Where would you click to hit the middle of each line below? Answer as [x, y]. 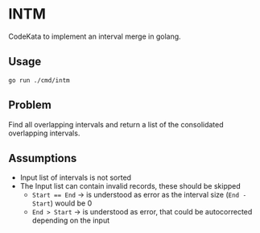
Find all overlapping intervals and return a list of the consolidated [116, 124]
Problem [30, 105]
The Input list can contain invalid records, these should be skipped [130, 186]
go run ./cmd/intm [39, 80]
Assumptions [43, 158]
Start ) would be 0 [62, 203]
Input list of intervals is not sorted [75, 177]
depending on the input [71, 221]
